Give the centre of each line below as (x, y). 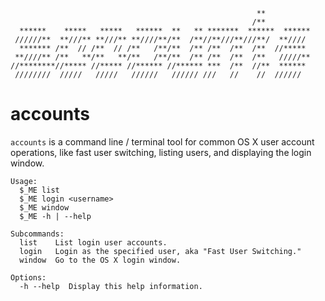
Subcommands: (37, 234)
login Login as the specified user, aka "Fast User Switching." (160, 251)
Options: (28, 277)
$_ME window (44, 207)
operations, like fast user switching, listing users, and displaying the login (161, 152)
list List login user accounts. (93, 242)
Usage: (24, 181)
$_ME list (39, 190)
